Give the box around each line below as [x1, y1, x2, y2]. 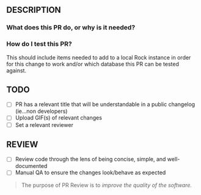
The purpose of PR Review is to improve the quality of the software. [21, 181, 192, 189]
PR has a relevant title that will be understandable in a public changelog [15, 101, 196, 108]
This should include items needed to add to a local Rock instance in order [6, 53, 191, 61]
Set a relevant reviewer [15, 121, 73, 128]
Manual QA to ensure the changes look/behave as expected [15, 169, 166, 177]
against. [6, 67, 26, 74]
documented [15, 162, 48, 170]
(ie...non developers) [15, 107, 68, 115]
